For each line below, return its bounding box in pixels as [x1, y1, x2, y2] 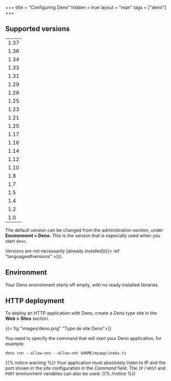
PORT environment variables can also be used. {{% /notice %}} [5, 371, 136, 377]
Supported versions [5, 25, 70, 33]
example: [5, 341, 25, 347]
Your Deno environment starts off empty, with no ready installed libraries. [5, 282, 159, 288]
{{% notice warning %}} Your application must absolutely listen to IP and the [5, 359, 166, 366]
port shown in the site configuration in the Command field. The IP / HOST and [5, 365, 166, 371]
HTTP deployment [5, 297, 65, 305]
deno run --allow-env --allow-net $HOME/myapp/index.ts [5, 351, 127, 356]
